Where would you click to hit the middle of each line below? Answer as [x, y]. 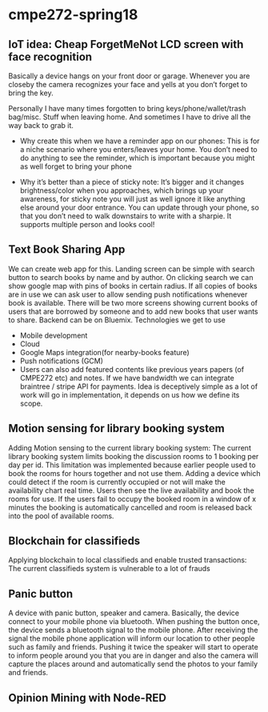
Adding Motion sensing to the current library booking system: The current [130, 448]
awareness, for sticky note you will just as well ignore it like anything [132, 199]
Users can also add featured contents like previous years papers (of [132, 369]
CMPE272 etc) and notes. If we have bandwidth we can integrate [127, 378]
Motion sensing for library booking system [117, 428]
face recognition [50, 56]
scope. [31, 403]
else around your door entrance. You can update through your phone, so [140, 207]
